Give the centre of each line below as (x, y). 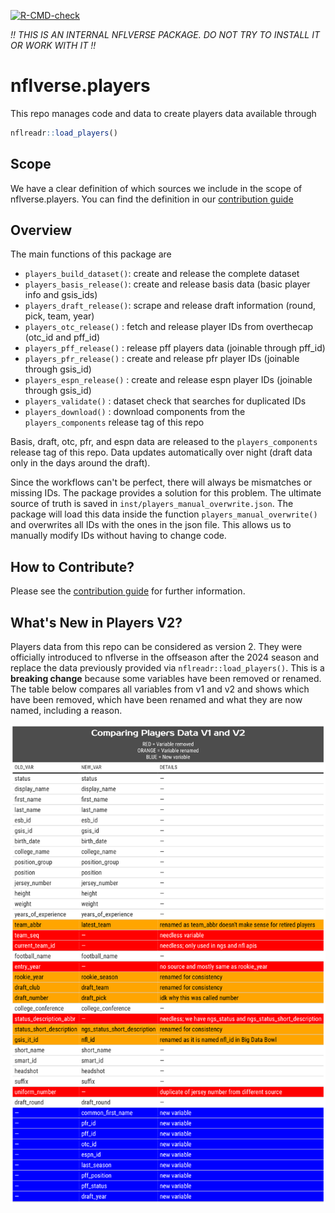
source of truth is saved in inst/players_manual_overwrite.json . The (152, 504)
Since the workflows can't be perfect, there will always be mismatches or (161, 482)
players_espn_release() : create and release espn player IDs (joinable (168, 380)
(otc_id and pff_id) (62, 337)
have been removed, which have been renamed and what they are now (156, 700)
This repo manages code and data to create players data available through (163, 113)
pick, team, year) (59, 316)
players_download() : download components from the (135, 412)
